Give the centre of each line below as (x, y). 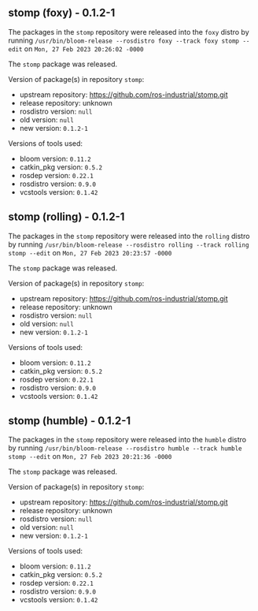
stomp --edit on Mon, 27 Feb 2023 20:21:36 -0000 (90, 456)
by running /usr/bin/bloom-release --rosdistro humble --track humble (125, 448)
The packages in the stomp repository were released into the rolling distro (129, 236)
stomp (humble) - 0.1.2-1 (70, 421)
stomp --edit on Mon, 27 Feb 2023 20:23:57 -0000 (90, 252)
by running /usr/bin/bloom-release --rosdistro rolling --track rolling (129, 244)
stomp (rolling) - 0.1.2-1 (66, 217)
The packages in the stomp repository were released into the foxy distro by (129, 32)
